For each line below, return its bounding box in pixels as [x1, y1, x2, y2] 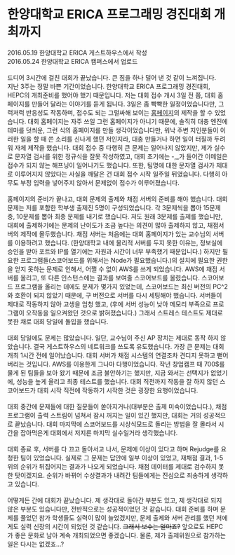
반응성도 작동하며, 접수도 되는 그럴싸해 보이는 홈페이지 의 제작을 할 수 [25, 108, 213, 116]
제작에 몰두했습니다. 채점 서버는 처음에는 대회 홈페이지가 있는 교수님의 [20, 229, 212, 238]
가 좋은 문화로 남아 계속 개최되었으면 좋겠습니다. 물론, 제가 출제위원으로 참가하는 [7, 530, 227, 540]
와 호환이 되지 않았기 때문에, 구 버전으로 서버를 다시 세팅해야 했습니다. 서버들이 [7, 291, 222, 299]
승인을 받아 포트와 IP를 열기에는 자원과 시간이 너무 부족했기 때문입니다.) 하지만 [7, 247, 221, 256]
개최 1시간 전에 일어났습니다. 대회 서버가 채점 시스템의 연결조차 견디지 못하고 [7, 351, 216, 359]
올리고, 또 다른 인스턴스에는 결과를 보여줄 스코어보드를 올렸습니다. [20, 273, 200, 282]
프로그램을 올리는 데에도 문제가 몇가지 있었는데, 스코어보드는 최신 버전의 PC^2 [14, 282, 228, 291]
